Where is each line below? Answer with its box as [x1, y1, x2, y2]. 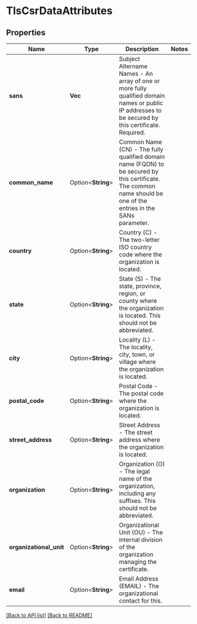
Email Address [118, 575, 159, 583]
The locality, [118, 343, 153, 351]
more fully [118, 84, 147, 92]
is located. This [118, 312, 161, 319]
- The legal [118, 468, 150, 475]
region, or [118, 289, 145, 298]
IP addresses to [118, 106, 162, 114]
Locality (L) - [118, 336, 156, 343]
